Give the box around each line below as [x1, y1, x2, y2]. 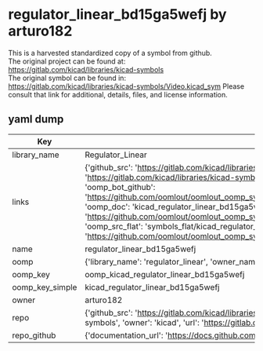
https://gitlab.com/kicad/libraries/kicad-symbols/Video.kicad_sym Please [8, 81, 245, 91]
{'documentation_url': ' [85, 330, 168, 341]
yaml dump [8, 112, 64, 126]
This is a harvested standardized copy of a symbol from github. [8, 48, 213, 57]
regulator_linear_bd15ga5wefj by [8, 5, 227, 24]
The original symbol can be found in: [8, 73, 127, 82]
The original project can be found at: [8, 57, 126, 66]
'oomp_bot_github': [85, 181, 156, 192]
